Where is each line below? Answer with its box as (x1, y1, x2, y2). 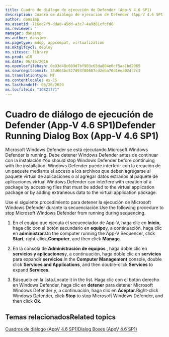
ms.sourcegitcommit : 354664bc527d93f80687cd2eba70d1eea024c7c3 (5, 69, 141, 74)
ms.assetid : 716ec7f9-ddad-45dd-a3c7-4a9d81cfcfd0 (5, 21, 114, 27)
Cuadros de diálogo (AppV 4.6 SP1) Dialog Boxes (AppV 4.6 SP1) (5, 326, 137, 332)
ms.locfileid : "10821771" (5, 87, 59, 92)
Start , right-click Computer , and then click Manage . (12, 236, 121, 242)
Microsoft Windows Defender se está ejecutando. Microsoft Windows (5, 147, 148, 153)
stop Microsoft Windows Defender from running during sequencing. (5, 210, 146, 216)
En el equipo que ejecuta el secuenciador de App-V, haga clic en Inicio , (12, 220, 161, 226)
